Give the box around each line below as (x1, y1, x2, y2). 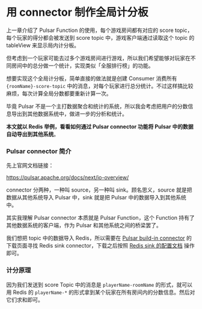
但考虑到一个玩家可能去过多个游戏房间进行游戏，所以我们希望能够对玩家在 (6, 54, 191, 61)
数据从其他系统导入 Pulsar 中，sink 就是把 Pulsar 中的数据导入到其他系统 (6, 194, 186, 201)
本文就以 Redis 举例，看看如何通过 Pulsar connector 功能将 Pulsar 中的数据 (6, 123, 194, 130)
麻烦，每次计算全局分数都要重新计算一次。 (6, 90, 112, 97)
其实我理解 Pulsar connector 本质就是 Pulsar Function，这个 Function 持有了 (6, 214, 195, 222)
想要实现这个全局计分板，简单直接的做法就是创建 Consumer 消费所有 (6, 75, 177, 82)
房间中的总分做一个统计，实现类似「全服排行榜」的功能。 (11, 61, 154, 69)
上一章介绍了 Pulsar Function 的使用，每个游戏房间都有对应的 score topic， (6, 27, 193, 34)
